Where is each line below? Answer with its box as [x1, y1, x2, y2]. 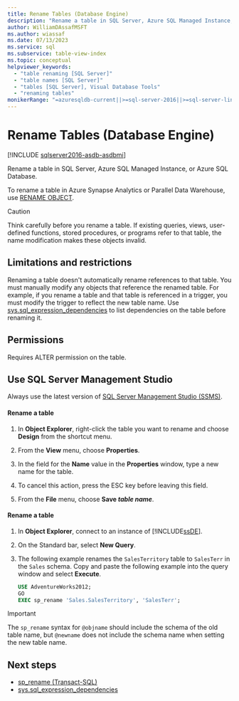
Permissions [7, 334, 64, 346]
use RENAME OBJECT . [7, 193, 75, 201]
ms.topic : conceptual [7, 57, 72, 64]
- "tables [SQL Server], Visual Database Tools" [14, 83, 161, 90]
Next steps [7, 659, 57, 671]
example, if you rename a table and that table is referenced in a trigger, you [7, 290, 228, 299]
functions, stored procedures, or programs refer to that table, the [31, 228, 222, 237]
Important [7, 609, 36, 618]
